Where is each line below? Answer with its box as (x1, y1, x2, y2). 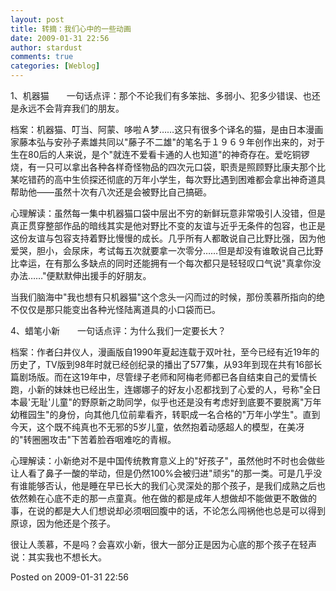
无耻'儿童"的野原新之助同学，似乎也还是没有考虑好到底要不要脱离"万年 (30, 396, 322, 408)
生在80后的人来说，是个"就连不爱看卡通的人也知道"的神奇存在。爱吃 (10, 149, 293, 160)
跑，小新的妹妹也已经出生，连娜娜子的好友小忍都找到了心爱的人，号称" (10, 384, 304, 395)
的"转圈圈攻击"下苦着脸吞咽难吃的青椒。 (10, 434, 177, 445)
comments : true (10, 52, 74, 62)
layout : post (10, 14, 65, 25)
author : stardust (10, 42, 83, 53)
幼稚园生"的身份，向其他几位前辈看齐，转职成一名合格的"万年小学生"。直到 (10, 409, 321, 420)
